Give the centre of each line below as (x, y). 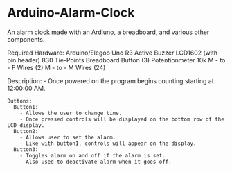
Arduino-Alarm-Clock (71, 13)
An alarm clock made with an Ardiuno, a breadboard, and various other (108, 32)
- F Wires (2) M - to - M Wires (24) (56, 67)
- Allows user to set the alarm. (68, 137)
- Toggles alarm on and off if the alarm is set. (93, 155)
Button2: (26, 131)
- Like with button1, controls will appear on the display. (108, 144)
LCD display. (26, 125)
